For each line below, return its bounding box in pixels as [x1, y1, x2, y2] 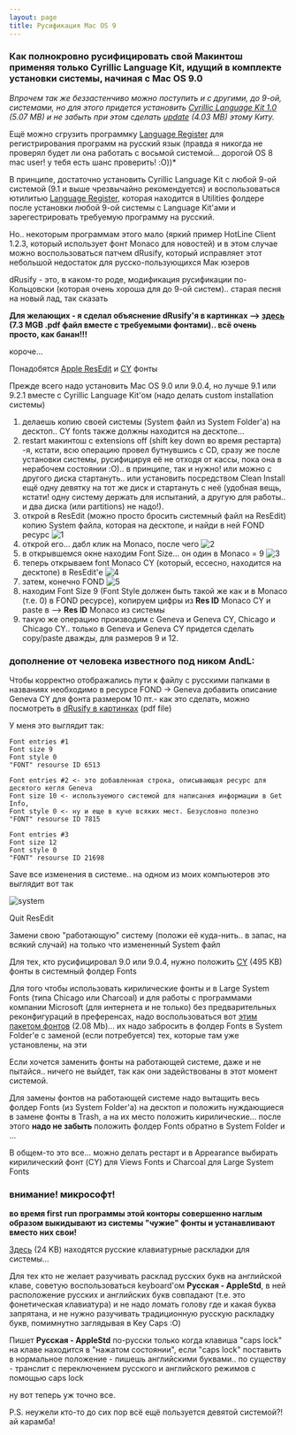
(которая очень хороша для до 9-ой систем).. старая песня [56, 283, 282, 294]
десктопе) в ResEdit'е [21, 567, 103, 577]
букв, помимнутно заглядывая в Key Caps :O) [9, 1318, 181, 1329]
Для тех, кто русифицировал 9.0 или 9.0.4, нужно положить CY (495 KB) [9, 957, 283, 968]
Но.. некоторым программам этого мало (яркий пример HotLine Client [9, 228, 277, 239]
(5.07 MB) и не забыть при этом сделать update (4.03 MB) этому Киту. [9, 112, 276, 122]
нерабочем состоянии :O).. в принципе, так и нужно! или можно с [21, 463, 272, 474]
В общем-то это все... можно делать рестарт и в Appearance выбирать [9, 1147, 278, 1158]
